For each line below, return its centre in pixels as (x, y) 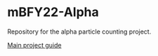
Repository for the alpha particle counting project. (79, 31)
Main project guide (34, 45)
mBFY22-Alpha (53, 12)
